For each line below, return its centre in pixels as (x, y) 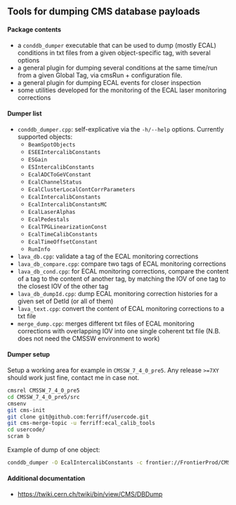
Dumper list (25, 114)
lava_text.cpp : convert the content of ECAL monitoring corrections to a (121, 308)
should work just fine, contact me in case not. (73, 378)
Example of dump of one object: (54, 450)
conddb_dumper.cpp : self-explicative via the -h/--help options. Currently (120, 129)
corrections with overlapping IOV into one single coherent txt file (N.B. (119, 331)
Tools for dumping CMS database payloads (104, 12)
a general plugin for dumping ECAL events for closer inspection (109, 82)
